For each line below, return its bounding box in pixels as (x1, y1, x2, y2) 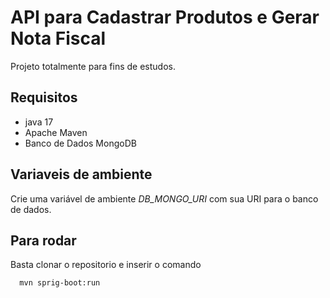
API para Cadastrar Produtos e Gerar (10, 6, 320, 29)
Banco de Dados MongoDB (24, 137, 137, 149)
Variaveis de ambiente (10, 166, 153, 183)
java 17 (24, 116, 54, 128)
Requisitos (10, 89, 78, 106)
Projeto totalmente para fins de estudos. (10, 60, 176, 72)
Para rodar (10, 232, 77, 249)
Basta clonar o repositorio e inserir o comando (10, 259, 202, 271)
